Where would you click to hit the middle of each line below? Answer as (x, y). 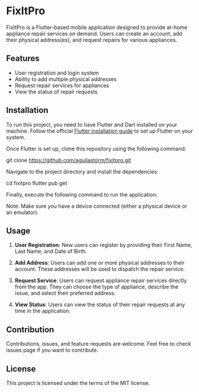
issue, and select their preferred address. (65, 293)
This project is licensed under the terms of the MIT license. (78, 383)
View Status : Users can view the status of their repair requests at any (100, 305)
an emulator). (23, 212)
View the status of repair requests (56, 91)
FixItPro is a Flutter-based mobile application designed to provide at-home (97, 27)
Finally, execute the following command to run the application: (82, 194)
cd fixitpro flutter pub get (37, 183)
